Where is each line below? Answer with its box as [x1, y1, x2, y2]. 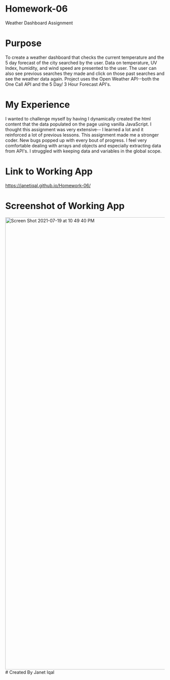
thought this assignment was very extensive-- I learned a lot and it [5, 126, 144, 132]
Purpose [5, 37, 42, 49]
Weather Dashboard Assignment [5, 20, 73, 26]
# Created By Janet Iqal [5, 669, 55, 675]
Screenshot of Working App [5, 200, 125, 212]
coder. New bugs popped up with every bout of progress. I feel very [5, 137, 147, 143]
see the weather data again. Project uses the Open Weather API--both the [5, 75, 159, 82]
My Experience [5, 99, 70, 110]
